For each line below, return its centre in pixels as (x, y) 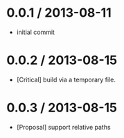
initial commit (35, 32)
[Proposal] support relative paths (64, 127)
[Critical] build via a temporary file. (66, 79)
